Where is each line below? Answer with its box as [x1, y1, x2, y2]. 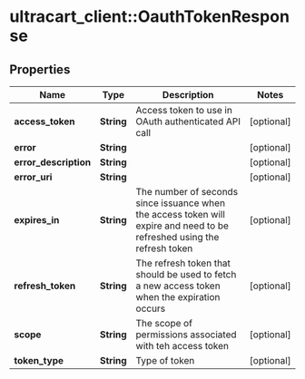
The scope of [135, 317, 193, 329]
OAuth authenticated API [135, 115, 241, 128]
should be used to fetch [135, 268, 237, 280]
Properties [9, 62, 71, 77]
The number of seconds [135, 186, 239, 198]
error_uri [14, 170, 53, 183]
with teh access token [135, 340, 230, 352]
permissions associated [135, 328, 238, 341]
